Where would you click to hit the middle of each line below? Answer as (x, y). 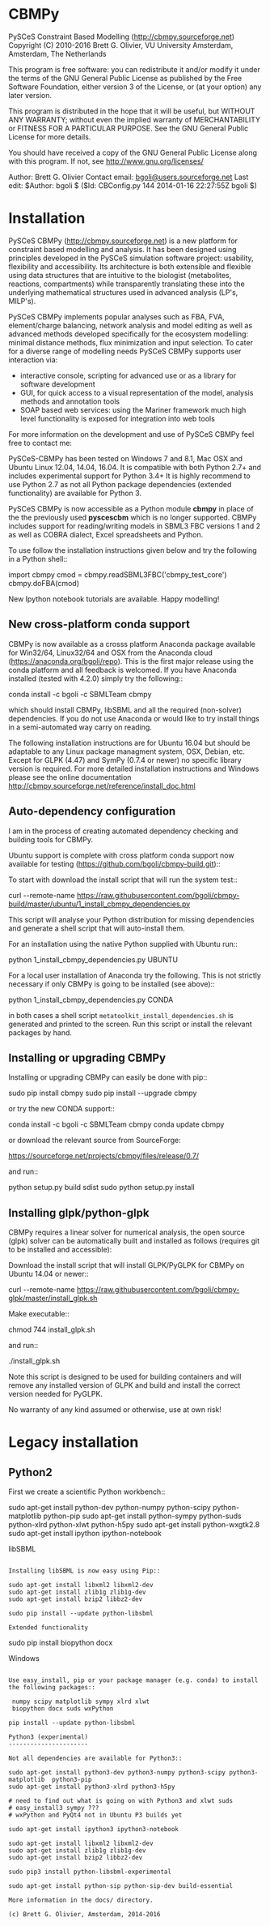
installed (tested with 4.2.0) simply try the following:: (96, 678)
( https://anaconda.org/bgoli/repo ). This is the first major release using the (131, 661)
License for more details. (50, 137)
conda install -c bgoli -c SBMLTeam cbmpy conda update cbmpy (116, 1124)
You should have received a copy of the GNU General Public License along (133, 152)
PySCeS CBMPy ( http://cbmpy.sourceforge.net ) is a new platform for (123, 241)
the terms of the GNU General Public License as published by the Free (125, 78)
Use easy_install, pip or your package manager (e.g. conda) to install (133, 1680)
